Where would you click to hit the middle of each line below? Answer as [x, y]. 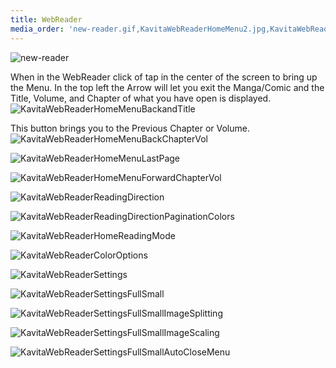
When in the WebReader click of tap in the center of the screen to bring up [164, 77]
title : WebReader [46, 19]
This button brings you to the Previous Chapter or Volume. [130, 128]
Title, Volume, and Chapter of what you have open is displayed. [141, 98]
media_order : [37, 29]
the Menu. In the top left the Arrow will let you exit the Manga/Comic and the [167, 87]
